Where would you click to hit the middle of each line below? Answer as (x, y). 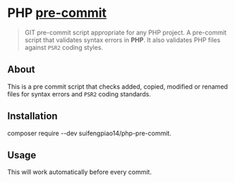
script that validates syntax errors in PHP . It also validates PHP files (122, 39)
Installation (32, 116)
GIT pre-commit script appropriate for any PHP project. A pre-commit (126, 32)
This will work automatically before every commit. (79, 172)
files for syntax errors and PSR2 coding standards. (79, 94)
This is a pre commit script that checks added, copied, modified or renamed (117, 87)
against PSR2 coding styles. (64, 47)
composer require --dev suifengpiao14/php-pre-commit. (89, 133)
